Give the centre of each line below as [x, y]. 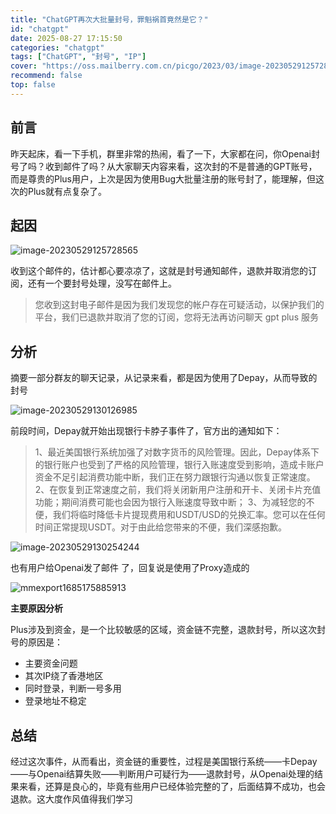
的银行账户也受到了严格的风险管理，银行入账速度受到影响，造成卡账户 [179, 465]
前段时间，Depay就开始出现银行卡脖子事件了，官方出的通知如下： [146, 431]
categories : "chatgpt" [57, 47]
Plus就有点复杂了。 [67, 191]
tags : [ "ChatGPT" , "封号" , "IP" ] [78, 57]
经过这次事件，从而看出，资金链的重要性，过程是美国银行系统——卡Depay [164, 761]
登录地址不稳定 [55, 701]
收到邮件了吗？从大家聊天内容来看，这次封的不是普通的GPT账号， [181, 166]
